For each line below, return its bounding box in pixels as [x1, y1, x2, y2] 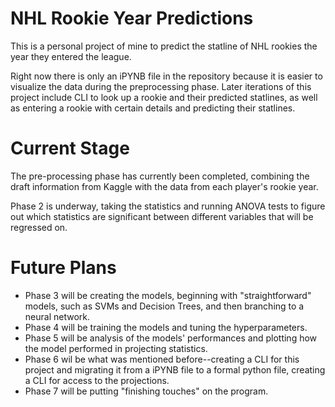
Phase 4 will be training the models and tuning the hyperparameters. [24, 321, 308, 333]
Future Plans [10, 257, 117, 279]
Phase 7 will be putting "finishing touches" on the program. [24, 385, 269, 397]
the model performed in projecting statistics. [24, 342, 208, 354]
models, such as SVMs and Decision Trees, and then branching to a [24, 300, 305, 312]
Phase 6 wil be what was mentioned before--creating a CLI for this [24, 353, 300, 365]
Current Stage [10, 137, 130, 160]
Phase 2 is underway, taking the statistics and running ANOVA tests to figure [10, 200, 326, 212]
